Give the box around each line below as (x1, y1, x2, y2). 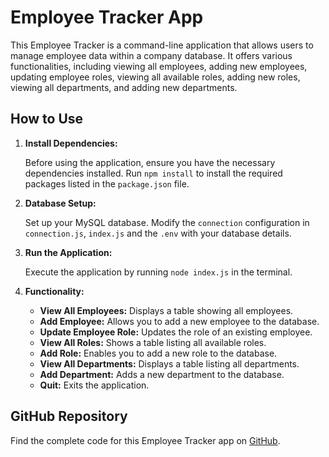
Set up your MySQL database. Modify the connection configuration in (24, 216, 310, 228)
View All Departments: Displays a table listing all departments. (39, 357, 300, 370)
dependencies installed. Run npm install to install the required (24, 167, 283, 179)
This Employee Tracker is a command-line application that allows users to (10, 39, 314, 51)
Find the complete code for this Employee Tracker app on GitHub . (10, 434, 281, 446)
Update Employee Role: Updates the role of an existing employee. (39, 326, 313, 338)
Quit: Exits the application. (39, 379, 150, 391)
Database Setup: (24, 197, 97, 209)
